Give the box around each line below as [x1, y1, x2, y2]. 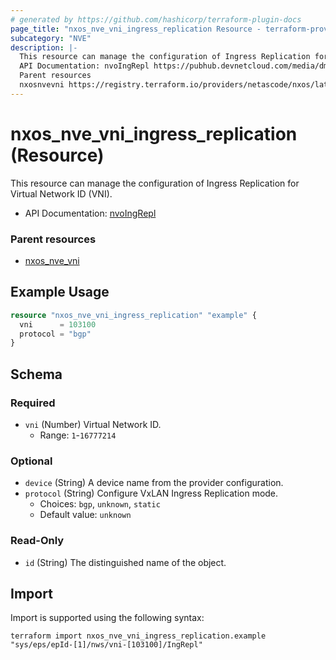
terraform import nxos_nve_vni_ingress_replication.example [10, 631, 267, 641]
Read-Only [10, 534, 65, 548]
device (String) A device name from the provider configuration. [24, 477, 284, 489]
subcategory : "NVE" [10, 33, 92, 43]
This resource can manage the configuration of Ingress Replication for [10, 177, 300, 189]
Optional [10, 454, 53, 468]
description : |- [10, 42, 78, 53]
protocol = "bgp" [19, 329, 92, 339]
